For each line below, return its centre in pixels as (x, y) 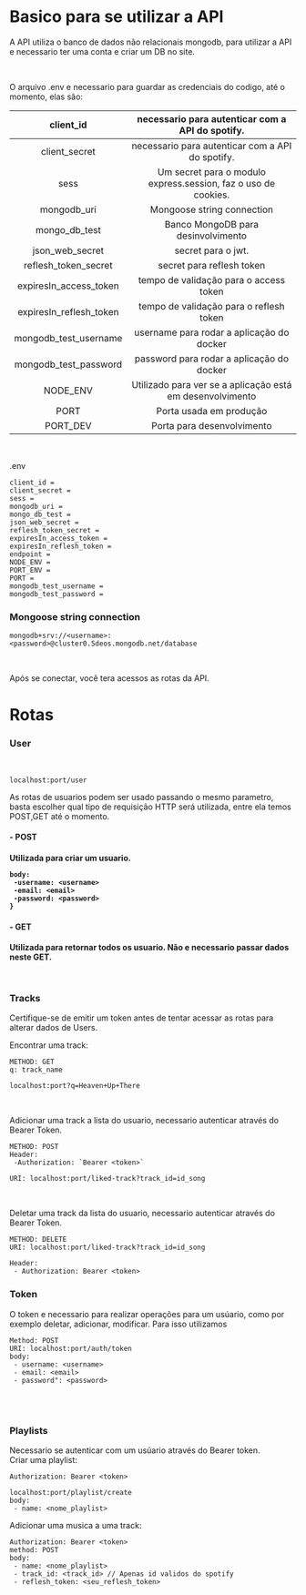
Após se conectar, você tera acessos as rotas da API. (109, 678)
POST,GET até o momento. (60, 816)
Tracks (25, 999)
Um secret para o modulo (212, 172)
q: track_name (36, 1070)
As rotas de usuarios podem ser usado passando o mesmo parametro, (142, 797)
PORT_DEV (68, 425)
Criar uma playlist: (43, 1459)
